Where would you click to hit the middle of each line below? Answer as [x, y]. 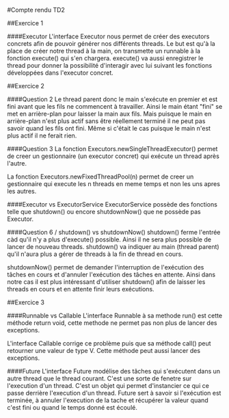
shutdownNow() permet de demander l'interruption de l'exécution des [106, 267]
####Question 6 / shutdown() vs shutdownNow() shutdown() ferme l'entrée [114, 232]
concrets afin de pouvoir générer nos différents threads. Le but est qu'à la [111, 43]
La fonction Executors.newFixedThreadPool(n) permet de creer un [100, 177]
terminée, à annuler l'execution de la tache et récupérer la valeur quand [108, 400]
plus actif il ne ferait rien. [42, 135]
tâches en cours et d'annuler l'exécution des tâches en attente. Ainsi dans [111, 274]
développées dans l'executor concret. [60, 73]
